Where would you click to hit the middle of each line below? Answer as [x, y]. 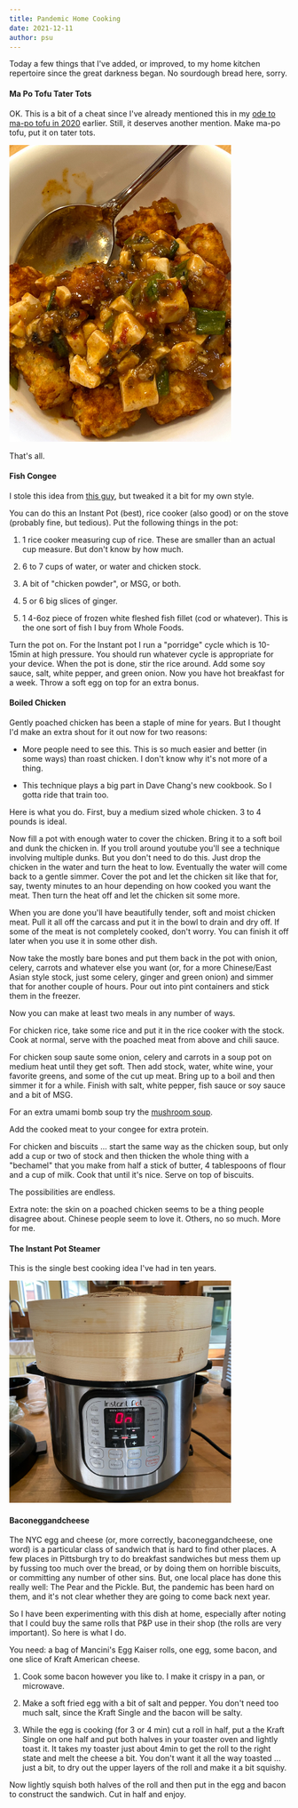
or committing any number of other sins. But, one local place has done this [145, 1578]
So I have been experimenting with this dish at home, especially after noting [148, 1614]
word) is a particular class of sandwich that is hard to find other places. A [143, 1549]
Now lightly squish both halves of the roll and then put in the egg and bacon [148, 1785]
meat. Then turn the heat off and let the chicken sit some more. [125, 895]
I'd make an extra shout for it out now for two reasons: [108, 732]
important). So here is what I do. [68, 1633]
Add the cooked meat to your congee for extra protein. [109, 1129]
